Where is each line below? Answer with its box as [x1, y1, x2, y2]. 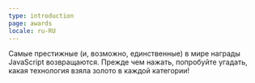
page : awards [8, 19, 53, 27]
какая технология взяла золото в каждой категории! [8, 66, 190, 76]
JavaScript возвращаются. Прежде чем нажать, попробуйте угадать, [8, 57, 249, 67]
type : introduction [8, 11, 74, 20]
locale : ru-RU [8, 27, 57, 35]
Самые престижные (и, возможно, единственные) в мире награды [8, 49, 240, 59]
